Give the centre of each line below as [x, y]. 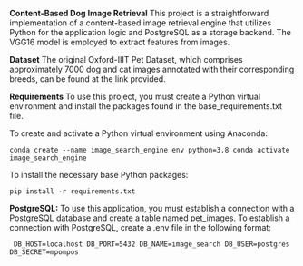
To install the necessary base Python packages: [99, 175]
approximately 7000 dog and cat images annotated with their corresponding [152, 69]
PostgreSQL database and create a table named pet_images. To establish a [150, 218]
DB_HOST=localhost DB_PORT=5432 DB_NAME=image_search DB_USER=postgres [151, 244]
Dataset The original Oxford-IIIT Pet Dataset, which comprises [126, 59]
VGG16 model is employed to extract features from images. [120, 42]
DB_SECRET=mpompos [44, 252]
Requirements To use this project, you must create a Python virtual [135, 96]
